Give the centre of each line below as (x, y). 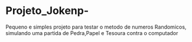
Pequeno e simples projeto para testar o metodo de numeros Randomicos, (96, 27)
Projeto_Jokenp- (47, 11)
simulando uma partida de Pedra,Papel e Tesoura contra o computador (92, 33)
